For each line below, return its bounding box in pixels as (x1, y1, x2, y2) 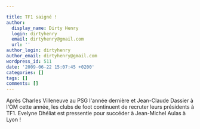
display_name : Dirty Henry (11, 25, 79, 31)
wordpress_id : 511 (6, 58, 52, 64)
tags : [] (6, 75, 28, 81)
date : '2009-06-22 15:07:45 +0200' (6, 64, 95, 70)
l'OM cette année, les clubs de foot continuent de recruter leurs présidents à (6, 103, 195, 110)
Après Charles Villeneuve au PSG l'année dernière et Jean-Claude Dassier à (6, 97, 194, 105)
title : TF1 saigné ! (6, 14, 58, 20)
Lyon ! (6, 116, 21, 123)
